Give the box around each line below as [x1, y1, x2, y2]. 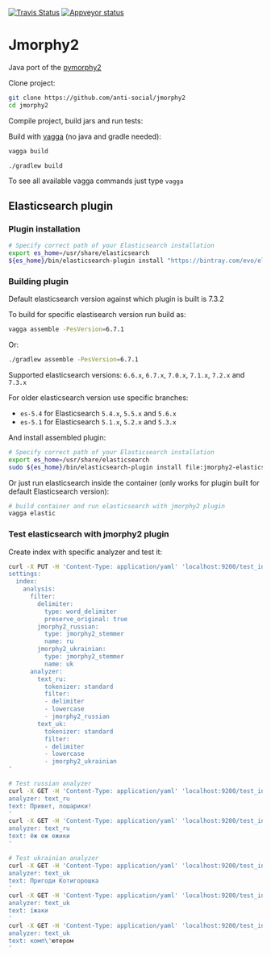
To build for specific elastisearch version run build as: [8, 310, 186, 319]
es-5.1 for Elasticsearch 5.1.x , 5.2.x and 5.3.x [19, 416, 177, 427]
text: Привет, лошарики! [8, 802, 92, 810]
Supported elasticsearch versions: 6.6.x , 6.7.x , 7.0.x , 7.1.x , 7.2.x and [8, 369, 245, 379]
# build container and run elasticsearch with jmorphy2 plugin [8, 502, 226, 510]
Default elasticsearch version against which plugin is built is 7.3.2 [8, 294, 224, 304]
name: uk [44, 660, 74, 668]
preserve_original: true [44, 615, 128, 623]
